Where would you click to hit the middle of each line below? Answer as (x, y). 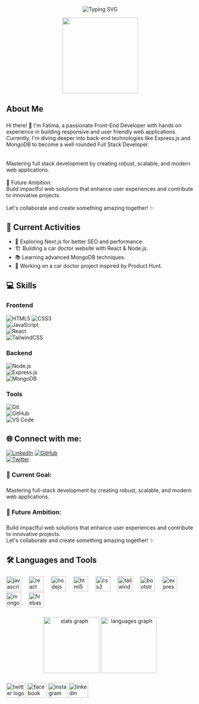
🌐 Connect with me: (44, 438)
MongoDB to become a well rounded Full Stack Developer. (78, 145)
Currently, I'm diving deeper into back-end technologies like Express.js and (98, 138)
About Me (25, 109)
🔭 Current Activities (43, 227)
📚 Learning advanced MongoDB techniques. (70, 258)
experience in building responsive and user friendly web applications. (91, 132)
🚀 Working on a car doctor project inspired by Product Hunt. (88, 266)
